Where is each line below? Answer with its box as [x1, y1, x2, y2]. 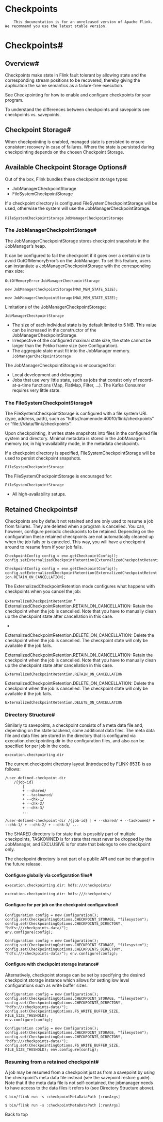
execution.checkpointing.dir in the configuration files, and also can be [5, 738, 145, 744]
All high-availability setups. [12, 491, 66, 497]
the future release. [5, 861, 42, 867]
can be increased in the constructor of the [12, 327, 97, 333]
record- [138, 377, 154, 383]
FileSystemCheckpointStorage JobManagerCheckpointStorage [5, 216, 124, 221]
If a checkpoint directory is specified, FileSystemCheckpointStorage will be [5, 450, 155, 456]
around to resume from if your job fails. [5, 544, 83, 550]
